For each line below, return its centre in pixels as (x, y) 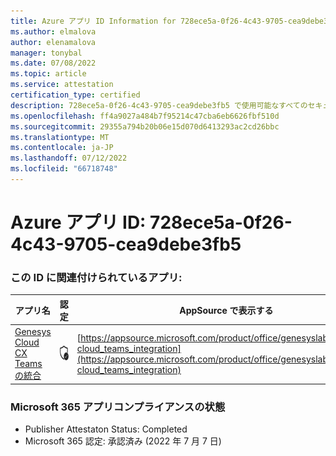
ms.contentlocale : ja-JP (62, 148)
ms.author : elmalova (53, 31)
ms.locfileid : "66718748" (64, 169)
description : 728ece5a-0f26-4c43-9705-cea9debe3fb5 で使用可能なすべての (159, 105)
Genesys (33, 332)
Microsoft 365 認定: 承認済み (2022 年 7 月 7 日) (123, 441)
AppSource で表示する (226, 310)
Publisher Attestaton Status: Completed (106, 429)
